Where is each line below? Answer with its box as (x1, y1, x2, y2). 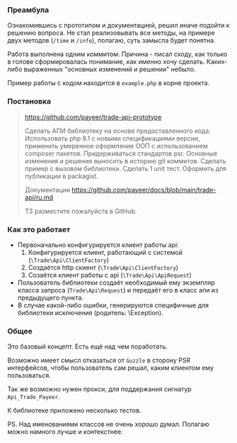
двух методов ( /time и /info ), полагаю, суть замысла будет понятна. (7, 36, 216, 45)
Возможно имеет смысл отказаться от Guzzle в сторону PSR (7, 356, 191, 365)
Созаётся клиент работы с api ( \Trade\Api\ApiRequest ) (28, 270, 192, 279)
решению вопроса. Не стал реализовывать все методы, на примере (7, 28, 216, 37)
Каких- (206, 58, 228, 66)
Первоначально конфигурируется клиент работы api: (17, 240, 179, 249)
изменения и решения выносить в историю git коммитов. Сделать (24, 156, 226, 165)
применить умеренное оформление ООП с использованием (24, 141, 208, 150)
